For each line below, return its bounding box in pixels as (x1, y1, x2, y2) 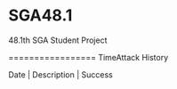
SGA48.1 (8, 5, 73, 26)
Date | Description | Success (8, 69, 113, 80)
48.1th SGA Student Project (8, 35, 108, 45)
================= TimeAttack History (8, 52, 169, 62)
